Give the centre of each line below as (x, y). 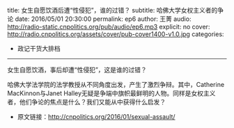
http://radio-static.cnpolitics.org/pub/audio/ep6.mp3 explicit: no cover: (109, 27)
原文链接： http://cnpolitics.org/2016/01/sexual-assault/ (96, 117)
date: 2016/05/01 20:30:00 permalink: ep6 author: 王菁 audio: (103, 19)
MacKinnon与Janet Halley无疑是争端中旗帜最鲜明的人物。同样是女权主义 (111, 93)
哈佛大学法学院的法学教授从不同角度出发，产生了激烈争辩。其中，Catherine (116, 85)
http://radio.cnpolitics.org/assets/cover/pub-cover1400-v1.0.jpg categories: (116, 34)
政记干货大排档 (39, 48)
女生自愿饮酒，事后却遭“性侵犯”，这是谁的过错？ (77, 70)
